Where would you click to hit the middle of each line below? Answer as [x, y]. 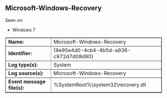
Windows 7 [24, 30]
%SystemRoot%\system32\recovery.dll [100, 85]
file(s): [16, 88]
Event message [27, 82]
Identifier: [20, 53]
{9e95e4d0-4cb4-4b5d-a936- [92, 50]
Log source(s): [26, 73]
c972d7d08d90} [73, 56]
